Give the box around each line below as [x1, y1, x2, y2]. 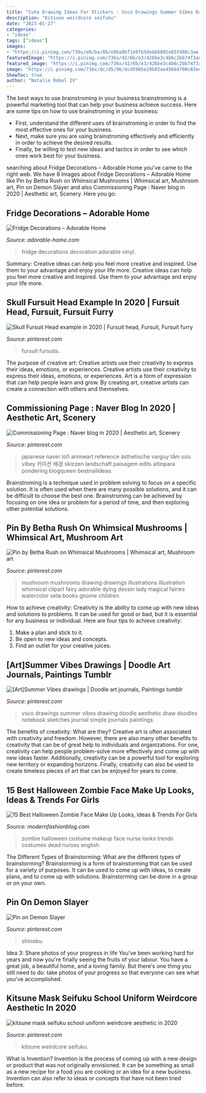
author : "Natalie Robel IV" [6, 77, 78, 84]
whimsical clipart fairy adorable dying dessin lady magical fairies [21, 585, 185, 593]
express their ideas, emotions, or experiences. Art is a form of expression [6, 372, 192, 379]
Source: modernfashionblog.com [6, 823, 90, 830]
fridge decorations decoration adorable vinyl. [21, 248, 136, 255]
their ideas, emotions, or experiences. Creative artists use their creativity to [6, 365, 197, 373]
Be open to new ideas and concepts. [15, 636, 109, 643]
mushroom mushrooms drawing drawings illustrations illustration [21, 579, 185, 586]
